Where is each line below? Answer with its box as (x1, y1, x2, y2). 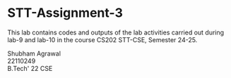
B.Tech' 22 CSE (7, 64, 53, 72)
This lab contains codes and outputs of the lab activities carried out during (7, 28, 225, 37)
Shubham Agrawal (7, 49, 61, 58)
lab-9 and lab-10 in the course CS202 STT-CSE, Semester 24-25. (7, 35, 198, 44)
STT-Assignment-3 (7, 5, 124, 21)
